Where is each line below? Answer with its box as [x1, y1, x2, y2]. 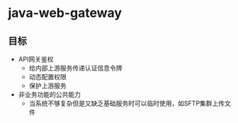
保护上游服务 [28, 81, 67, 90]
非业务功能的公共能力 [18, 90, 81, 98]
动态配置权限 [28, 73, 67, 81]
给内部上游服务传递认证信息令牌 [28, 64, 123, 72]
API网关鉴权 [18, 55, 54, 63]
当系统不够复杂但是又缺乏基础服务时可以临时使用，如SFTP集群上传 [28, 99, 225, 107]
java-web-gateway [8, 5, 123, 21]
